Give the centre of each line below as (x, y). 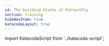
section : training (24, 15)
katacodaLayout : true (27, 24)
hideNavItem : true (24, 19)
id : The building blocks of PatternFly (46, 10)
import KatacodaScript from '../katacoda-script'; (55, 38)
